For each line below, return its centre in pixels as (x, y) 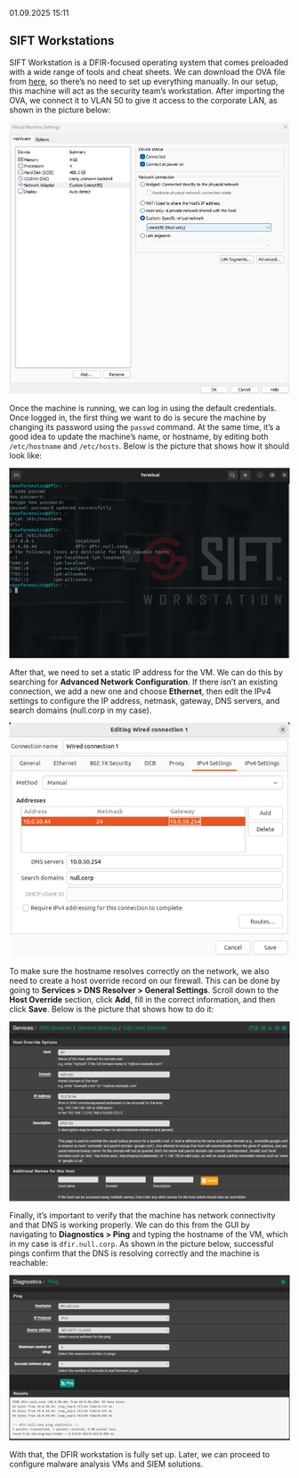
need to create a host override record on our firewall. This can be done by (145, 981)
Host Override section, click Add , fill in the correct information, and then (142, 1000)
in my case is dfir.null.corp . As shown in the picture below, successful (141, 1244)
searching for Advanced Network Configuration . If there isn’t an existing (144, 682)
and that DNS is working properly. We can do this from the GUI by (130, 1225)
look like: (26, 455)
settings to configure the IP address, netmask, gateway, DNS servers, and (145, 701)
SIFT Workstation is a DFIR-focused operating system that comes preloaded (149, 62)
